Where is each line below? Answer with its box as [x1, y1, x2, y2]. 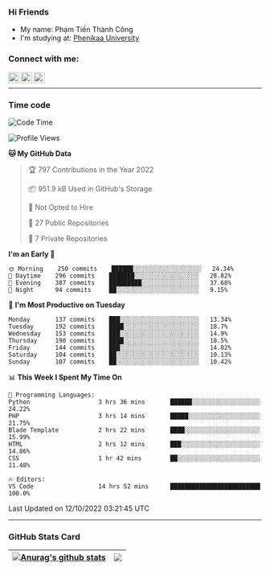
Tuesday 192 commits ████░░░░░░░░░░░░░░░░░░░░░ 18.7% [8, 322, 228, 331]
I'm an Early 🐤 [8, 249, 55, 259]
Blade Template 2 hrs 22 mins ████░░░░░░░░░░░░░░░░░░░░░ [8, 425, 261, 434]
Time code [8, 99, 51, 110]
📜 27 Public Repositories [27, 218, 109, 228]
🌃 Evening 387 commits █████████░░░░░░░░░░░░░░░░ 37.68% [8, 278, 231, 287]
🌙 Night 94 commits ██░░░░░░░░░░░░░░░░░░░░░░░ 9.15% [8, 285, 228, 294]
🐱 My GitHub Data [8, 148, 72, 158]
